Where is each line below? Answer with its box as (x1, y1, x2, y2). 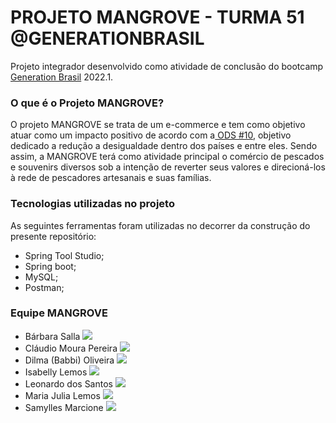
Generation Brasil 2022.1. (10, 71, 114, 83)
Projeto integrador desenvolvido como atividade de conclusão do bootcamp (10, 60, 324, 72)
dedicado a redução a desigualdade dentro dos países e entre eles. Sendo (10, 140, 318, 152)
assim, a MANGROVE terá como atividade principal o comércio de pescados (10, 151, 325, 163)
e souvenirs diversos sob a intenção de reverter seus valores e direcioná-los (10, 161, 326, 173)
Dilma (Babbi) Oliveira (24, 354, 115, 366)
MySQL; (24, 271, 59, 283)
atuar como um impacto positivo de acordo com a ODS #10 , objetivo (10, 129, 292, 141)
